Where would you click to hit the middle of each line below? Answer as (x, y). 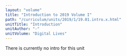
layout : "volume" (24, 10)
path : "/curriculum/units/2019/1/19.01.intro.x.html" (64, 19)
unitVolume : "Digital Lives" (36, 34)
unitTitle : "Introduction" (34, 24)
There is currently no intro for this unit (45, 48)
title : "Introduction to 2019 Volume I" (49, 15)
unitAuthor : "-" (22, 29)
